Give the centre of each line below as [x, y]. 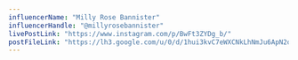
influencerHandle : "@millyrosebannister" [86, 26]
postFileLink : [35, 42]
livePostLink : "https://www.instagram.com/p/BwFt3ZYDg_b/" [120, 34]
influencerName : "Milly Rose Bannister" [85, 17]
